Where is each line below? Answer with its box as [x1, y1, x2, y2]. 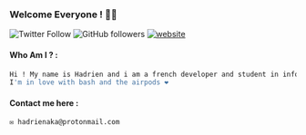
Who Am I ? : [9, 49, 58, 60]
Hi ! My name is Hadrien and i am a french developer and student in [9, 70, 280, 79]
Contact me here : [9, 97, 79, 108]
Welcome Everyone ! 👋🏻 [9, 8, 117, 21]
